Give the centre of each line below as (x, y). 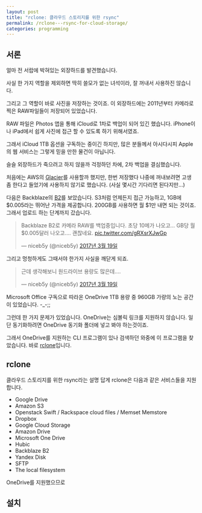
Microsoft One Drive (40, 438)
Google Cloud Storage (43, 425)
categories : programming (37, 29)
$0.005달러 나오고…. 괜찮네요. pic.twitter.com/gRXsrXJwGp (94, 233)
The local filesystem (40, 470)
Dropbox (26, 418)
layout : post (23, 12)
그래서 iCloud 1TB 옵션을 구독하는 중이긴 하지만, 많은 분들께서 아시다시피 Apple (100, 144)
